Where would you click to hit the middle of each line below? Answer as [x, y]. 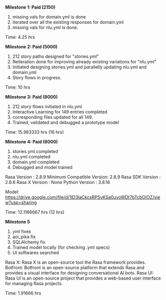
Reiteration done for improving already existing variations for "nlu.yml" [84, 62]
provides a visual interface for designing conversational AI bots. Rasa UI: [80, 273]
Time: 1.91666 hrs [23, 293]
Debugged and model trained [42, 167]
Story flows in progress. [37, 77]
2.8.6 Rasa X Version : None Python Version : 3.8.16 [58, 182]
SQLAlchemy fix [29, 242]
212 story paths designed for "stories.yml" [56, 56]
